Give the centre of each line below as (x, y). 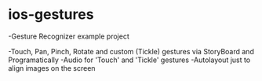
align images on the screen (52, 68)
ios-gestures (51, 15)
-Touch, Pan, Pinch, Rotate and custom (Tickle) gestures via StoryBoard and (131, 51)
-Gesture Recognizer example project (69, 36)
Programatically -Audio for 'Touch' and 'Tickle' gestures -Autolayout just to (129, 60)
